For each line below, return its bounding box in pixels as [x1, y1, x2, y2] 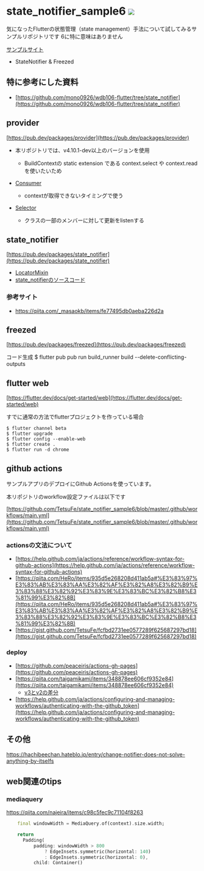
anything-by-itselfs [6, 757, 54, 764]
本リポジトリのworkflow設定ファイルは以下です [6, 493, 126, 501]
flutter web [6, 378, 49, 388]
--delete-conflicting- [135, 353, 187, 361]
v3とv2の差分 [24, 688, 59, 696]
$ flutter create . [6, 442, 56, 448]
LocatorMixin [15, 269, 49, 277]
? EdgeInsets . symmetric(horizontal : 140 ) [44, 848, 151, 855]
